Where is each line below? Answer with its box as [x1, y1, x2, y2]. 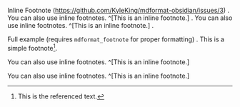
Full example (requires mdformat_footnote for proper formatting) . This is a [7, 35, 225, 44]
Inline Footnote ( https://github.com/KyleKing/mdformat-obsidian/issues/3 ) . [7, 6, 230, 14]
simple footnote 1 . [7, 43, 58, 52]
